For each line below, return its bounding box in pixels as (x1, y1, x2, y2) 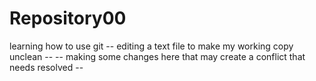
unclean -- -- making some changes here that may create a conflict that (9, 50, 306, 62)
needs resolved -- (9, 61, 84, 73)
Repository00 (9, 7, 127, 30)
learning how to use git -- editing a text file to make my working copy (9, 40, 294, 52)
